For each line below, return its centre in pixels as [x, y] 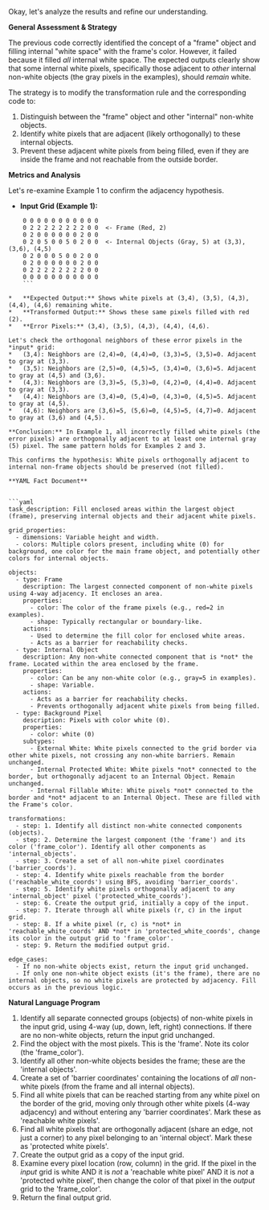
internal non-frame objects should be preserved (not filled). [116, 467]
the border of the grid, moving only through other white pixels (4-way [135, 1103]
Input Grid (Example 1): [59, 206]
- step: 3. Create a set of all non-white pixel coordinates [120, 861]
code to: [22, 101]
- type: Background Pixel [59, 713]
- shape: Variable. [62, 685]
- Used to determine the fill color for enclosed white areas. [138, 636]
